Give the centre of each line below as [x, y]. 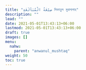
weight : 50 [16, 55]
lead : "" [14, 19]
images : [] [16, 37]
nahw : [15, 46]
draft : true [17, 33]
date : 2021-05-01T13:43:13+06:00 [40, 23]
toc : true [15, 60]
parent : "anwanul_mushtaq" [42, 51]
